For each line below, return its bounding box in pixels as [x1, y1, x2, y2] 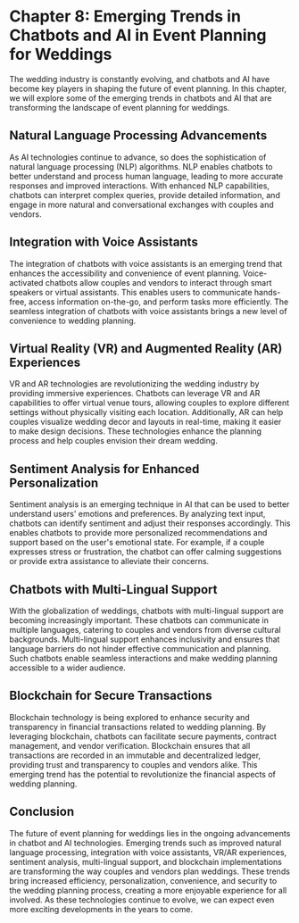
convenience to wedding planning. [9, 315, 137, 326]
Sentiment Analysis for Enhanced [9, 461, 200, 477]
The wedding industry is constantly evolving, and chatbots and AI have [9, 73, 270, 84]
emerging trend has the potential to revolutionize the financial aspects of [9, 769, 277, 779]
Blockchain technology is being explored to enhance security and [9, 711, 250, 722]
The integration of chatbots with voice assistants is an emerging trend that [9, 258, 283, 269]
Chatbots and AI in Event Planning [9, 25, 267, 46]
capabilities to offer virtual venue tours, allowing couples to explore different [9, 397, 290, 408]
